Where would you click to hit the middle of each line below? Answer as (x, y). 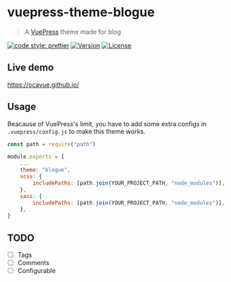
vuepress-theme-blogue (81, 12)
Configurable (37, 271)
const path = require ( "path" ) (52, 144)
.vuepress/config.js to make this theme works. (76, 131)
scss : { (31, 177)
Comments (33, 263)
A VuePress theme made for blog (73, 32)
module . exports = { (36, 157)
